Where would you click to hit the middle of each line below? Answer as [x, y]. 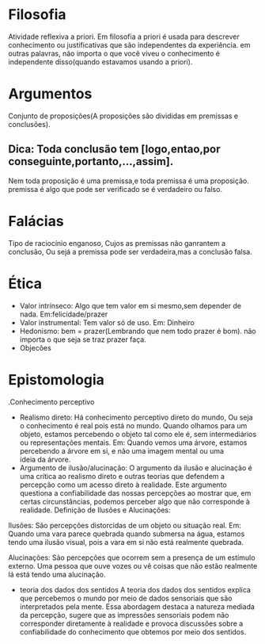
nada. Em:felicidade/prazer [64, 314]
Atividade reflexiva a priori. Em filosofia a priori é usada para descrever [124, 36]
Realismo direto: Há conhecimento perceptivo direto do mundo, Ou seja [136, 417]
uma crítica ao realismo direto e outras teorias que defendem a [122, 476]
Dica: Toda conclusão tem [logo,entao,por [114, 149]
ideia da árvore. [45, 459]
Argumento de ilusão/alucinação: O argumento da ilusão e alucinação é [136, 468]
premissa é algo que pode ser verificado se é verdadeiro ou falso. [115, 189]
